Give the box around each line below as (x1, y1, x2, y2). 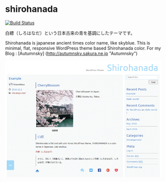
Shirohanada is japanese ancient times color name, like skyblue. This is (5, 40, 150, 45)
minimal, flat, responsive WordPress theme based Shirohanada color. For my (5, 45, 161, 51)
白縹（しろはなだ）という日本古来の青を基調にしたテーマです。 (5, 30, 135, 36)
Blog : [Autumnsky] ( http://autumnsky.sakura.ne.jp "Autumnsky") (5, 50, 138, 56)
